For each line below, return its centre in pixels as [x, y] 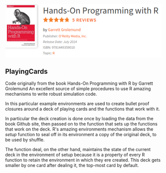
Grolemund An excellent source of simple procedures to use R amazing [78, 88]
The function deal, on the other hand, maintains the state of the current [78, 149]
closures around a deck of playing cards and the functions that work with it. [83, 109]
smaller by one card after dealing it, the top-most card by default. [72, 165]
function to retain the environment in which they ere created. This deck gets [83, 160]
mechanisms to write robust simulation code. [51, 94]
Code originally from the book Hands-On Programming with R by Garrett [79, 83]
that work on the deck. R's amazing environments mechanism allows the [79, 129]
